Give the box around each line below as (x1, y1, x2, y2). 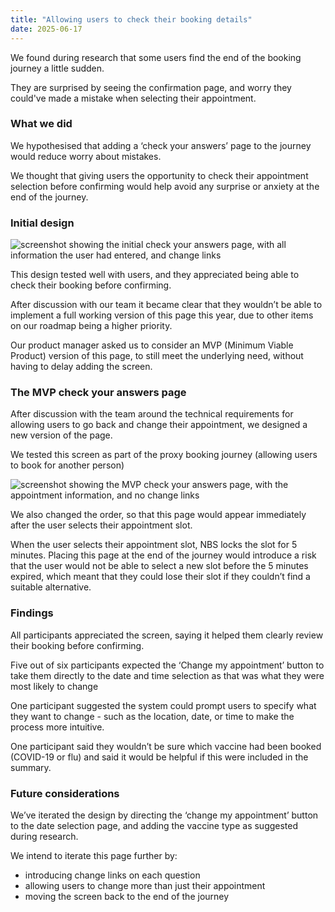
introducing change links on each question (24, 869, 201, 881)
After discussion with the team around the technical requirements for (10, 408, 294, 420)
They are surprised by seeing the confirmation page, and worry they (10, 81, 292, 93)
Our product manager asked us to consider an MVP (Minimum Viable (10, 339, 294, 351)
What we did (10, 117, 73, 131)
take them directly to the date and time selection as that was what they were (10, 669, 325, 681)
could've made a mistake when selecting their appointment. (10, 92, 257, 104)
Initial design (10, 216, 75, 230)
